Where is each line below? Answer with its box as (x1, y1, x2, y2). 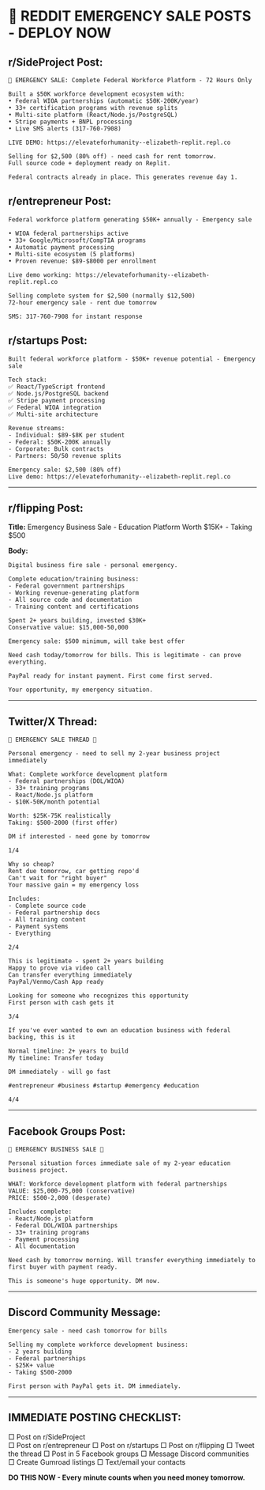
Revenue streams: (8, 424, 65, 432)
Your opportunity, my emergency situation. (8, 686, 154, 694)
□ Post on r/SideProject (8, 1431, 85, 1442)
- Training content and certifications (8, 603, 140, 611)
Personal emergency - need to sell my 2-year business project (8, 750, 221, 758)
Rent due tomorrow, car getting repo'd (8, 868, 140, 875)
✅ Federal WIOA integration (8, 403, 103, 411)
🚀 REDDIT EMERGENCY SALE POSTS (8, 7, 252, 25)
